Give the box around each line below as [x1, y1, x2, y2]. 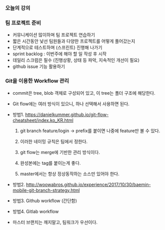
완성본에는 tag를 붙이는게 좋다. [20, 160, 81, 166]
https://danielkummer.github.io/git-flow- [25, 111, 109, 118]
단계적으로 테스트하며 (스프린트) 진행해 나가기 [12, 45, 102, 51]
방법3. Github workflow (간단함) [12, 198, 77, 204]
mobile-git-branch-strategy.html [12, 187, 80, 193]
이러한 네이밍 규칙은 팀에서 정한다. [20, 138, 88, 144]
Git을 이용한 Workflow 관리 [5, 78, 69, 85]
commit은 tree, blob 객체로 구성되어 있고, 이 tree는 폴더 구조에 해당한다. [12, 90, 155, 96]
